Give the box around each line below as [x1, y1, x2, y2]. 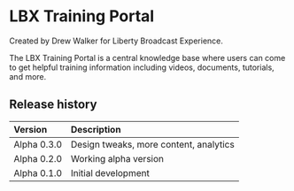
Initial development [70, 166, 151, 179]
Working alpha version [70, 152, 165, 164]
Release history [9, 97, 97, 112]
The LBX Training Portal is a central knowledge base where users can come [9, 52, 286, 63]
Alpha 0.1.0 [13, 166, 63, 179]
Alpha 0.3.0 [13, 138, 63, 150]
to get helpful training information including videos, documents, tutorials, [9, 62, 275, 73]
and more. [9, 71, 47, 81]
